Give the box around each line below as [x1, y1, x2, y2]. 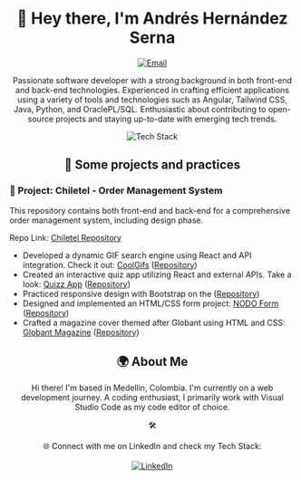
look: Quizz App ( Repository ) [22, 278, 131, 289]
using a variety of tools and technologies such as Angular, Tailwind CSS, [17, 94, 287, 105]
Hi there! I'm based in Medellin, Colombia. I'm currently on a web [31, 382, 274, 393]
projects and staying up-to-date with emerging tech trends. [55, 113, 277, 124]
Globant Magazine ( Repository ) [22, 326, 140, 338]
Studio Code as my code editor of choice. [74, 402, 230, 413]
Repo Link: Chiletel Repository [9, 232, 122, 243]
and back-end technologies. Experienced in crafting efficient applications [15, 84, 290, 95]
